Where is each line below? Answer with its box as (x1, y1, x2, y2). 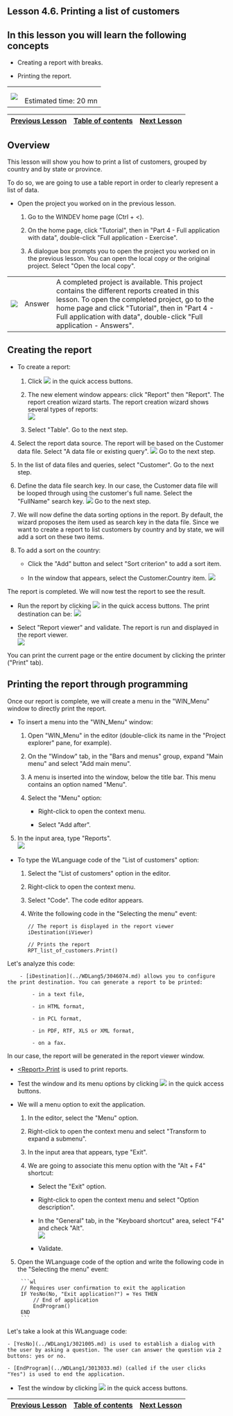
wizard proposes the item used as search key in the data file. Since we (17, 518, 219, 526)
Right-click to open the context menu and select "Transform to (27, 1127, 207, 1135)
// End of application (33, 1297, 98, 1304)
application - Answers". (56, 321, 135, 330)
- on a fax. (32, 1039, 67, 1046)
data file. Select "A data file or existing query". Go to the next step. (17, 447, 216, 455)
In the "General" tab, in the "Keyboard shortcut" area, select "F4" (37, 1216, 225, 1225)
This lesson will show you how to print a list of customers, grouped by (7, 157, 207, 166)
